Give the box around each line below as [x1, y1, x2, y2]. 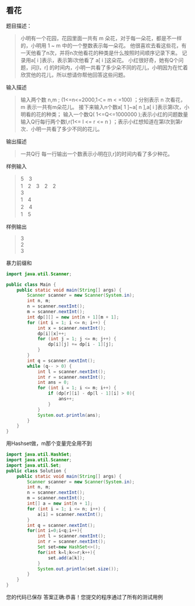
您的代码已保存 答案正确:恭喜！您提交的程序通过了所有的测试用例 [6, 594, 163, 601]
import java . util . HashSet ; [6, 451, 72, 458]
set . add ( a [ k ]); [47, 555, 85, 561]
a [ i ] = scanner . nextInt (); [37, 511, 104, 517]
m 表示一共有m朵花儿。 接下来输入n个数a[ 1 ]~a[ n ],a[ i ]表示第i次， [20, 103, 184, 110]
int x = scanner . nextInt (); [37, 325, 107, 331]
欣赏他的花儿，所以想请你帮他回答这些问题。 [20, 71, 129, 78]
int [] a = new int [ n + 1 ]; [27, 501, 93, 506]
